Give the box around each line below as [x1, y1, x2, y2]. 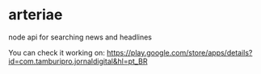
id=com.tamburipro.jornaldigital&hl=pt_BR [8, 56, 148, 66]
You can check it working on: [8, 47, 105, 57]
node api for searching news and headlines [8, 32, 152, 42]
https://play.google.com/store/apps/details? [106, 47, 253, 57]
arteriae [8, 6, 63, 24]
